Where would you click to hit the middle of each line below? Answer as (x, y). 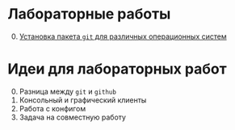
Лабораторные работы (89, 14)
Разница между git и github (67, 91)
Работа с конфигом (52, 108)
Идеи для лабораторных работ (117, 69)
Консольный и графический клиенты (83, 100)
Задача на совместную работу (73, 117)
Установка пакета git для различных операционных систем (123, 36)
